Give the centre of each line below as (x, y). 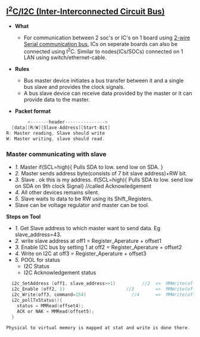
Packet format (33, 111)
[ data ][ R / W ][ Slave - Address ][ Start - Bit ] (61, 128)
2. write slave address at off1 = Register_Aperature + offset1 (88, 241)
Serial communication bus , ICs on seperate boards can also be (101, 44)
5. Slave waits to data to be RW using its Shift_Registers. (84, 199)
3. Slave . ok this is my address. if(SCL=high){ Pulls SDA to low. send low (104, 180)
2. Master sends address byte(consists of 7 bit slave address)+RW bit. (101, 174)
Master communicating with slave (56, 154)
